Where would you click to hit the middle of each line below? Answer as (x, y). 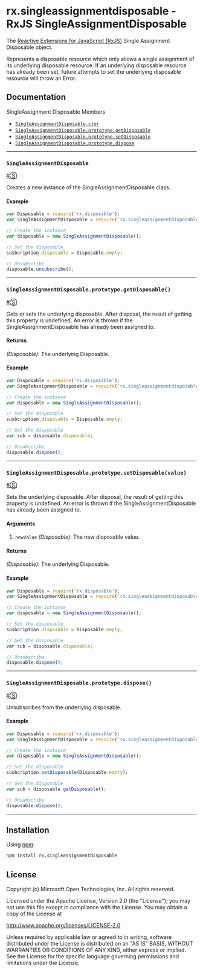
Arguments (21, 524)
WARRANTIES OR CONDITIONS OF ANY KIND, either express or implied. (96, 950)
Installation (28, 830)
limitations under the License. (43, 963)
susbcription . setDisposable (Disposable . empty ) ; (67, 773)
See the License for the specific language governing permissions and (93, 956)
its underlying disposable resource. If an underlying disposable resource (96, 65)
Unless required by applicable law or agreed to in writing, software (89, 937)
